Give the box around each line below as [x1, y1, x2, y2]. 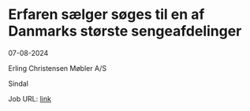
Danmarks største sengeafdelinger [8, 22, 242, 40]
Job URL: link [8, 94, 51, 103]
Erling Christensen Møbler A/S [8, 63, 107, 72]
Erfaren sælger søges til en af [8, 6, 205, 24]
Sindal [8, 79, 29, 88]
